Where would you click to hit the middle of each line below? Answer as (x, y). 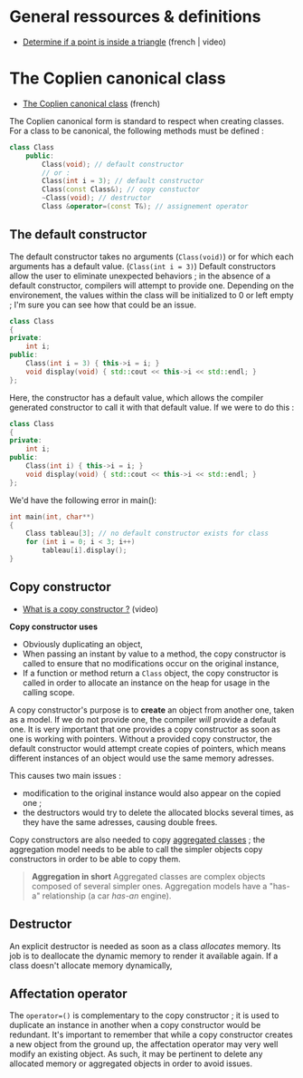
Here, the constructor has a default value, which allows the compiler (137, 397)
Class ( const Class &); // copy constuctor (121, 189)
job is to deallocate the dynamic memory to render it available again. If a (144, 956)
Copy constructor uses (53, 626)
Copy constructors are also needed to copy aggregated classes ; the (137, 840)
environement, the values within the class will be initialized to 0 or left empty (151, 295)
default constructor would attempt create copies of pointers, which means (148, 748)
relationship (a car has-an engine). (107, 896)
